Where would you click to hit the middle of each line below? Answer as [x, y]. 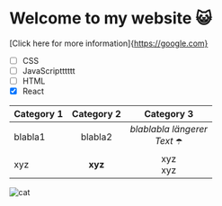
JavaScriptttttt [49, 71]
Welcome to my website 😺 [111, 18]
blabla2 [96, 137]
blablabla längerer [169, 130]
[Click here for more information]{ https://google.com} [109, 43]
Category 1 [39, 114]
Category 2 [96, 114]
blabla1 [30, 137]
